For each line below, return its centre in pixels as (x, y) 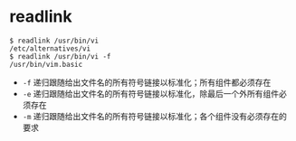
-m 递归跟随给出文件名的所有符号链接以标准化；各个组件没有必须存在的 (155, 116)
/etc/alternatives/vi (50, 48)
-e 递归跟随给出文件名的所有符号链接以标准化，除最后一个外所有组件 (151, 93)
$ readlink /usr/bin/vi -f (60, 56)
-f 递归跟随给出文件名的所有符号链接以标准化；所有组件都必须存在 (147, 82)
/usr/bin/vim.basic (46, 64)
